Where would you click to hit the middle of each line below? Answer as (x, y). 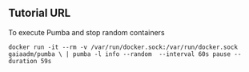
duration (23, 61)
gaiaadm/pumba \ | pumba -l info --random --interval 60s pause (119, 54)
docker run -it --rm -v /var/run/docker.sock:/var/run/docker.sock (123, 47)
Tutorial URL (40, 13)
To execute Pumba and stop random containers (87, 32)
